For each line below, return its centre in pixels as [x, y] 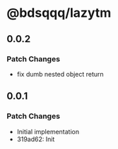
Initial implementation [48, 131]
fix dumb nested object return [60, 74]
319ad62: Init [36, 139]
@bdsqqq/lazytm [59, 13]
